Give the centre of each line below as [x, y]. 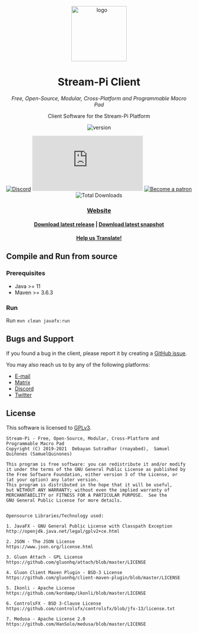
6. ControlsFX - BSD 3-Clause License [54, 604]
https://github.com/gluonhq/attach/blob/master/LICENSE [76, 562]
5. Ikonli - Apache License [41, 588]
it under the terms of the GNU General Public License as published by [96, 469]
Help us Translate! [99, 238]
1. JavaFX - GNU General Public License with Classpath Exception [89, 526]
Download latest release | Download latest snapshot [99, 225]
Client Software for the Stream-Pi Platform [99, 116]
